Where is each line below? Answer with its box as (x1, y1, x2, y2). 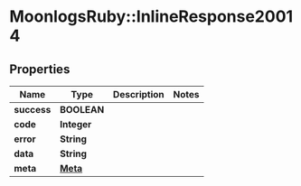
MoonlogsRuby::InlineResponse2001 (9, 6, 294, 27)
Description (112, 88, 165, 100)
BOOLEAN (60, 104, 105, 116)
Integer (60, 118, 92, 130)
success (14, 104, 52, 116)
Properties (9, 61, 71, 77)
